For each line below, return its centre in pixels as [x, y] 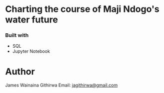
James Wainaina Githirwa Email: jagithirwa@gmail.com [61, 85]
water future [32, 20]
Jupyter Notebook [31, 51]
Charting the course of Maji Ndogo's [82, 9]
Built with [17, 35]
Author [20, 71]
